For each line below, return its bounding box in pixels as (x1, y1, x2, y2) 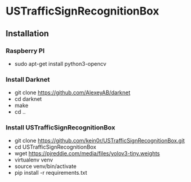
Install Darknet (5, 75, 50, 83)
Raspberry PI (5, 47, 45, 55)
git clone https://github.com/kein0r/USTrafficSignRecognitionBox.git (14, 137, 186, 145)
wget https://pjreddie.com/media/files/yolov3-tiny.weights (14, 150, 160, 157)
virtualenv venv (14, 156, 53, 164)
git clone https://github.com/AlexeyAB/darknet (14, 89, 131, 96)
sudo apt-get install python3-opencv (14, 60, 107, 67)
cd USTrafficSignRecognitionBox (14, 143, 96, 151)
